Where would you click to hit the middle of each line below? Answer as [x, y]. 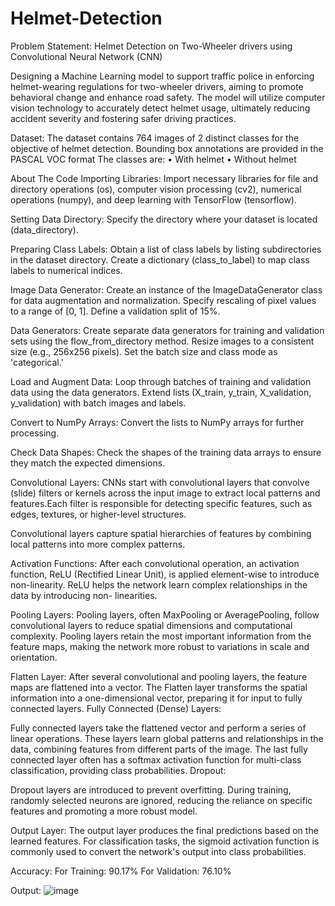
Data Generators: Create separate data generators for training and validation [167, 330]
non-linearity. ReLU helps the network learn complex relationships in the [159, 584]
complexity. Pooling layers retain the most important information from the [161, 636]
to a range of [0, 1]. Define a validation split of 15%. [115, 311]
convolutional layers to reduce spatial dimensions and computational [151, 625]
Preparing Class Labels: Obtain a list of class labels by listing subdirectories [166, 249]
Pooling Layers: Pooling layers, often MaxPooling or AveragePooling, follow [165, 614]
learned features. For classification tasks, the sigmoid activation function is [165, 841]
